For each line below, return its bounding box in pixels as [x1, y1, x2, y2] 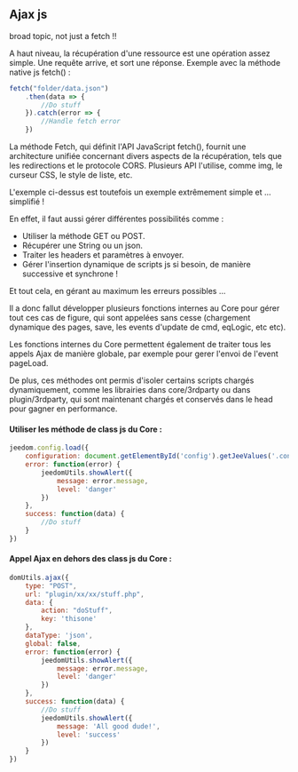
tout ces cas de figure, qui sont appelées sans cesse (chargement [9, 313, 251, 323]
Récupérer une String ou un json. [21, 240, 144, 251]
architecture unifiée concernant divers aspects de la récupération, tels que [9, 151, 282, 162]
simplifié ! [9, 196, 45, 207]
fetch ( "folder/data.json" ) [9, 84, 109, 92]
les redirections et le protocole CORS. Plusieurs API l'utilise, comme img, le [9, 160, 283, 171]
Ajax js [9, 7, 48, 22]
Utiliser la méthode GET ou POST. [21, 231, 145, 242]
